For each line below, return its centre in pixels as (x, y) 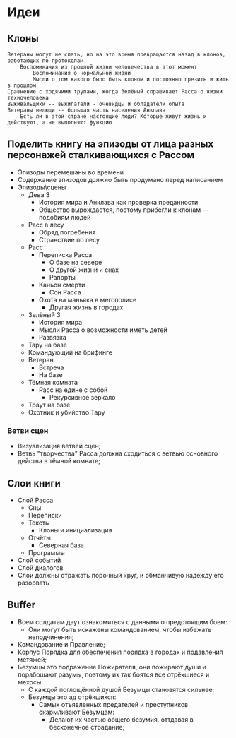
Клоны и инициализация (75, 530)
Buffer (22, 605)
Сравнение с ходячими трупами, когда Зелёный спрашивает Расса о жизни (115, 92)
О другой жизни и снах (84, 270)
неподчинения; (51, 637)
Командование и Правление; (61, 644)
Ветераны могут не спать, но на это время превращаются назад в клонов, (117, 54)
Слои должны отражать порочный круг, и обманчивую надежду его (120, 575)
